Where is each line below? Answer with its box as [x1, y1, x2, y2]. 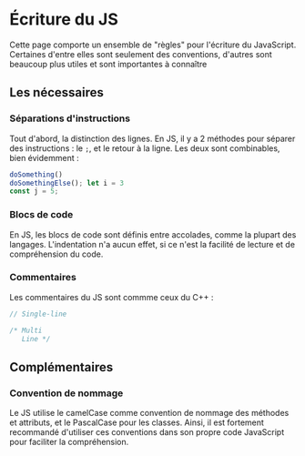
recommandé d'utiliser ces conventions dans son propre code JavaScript [9, 427, 285, 438]
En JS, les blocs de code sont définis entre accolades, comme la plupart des [9, 228, 297, 240]
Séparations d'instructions [9, 112, 130, 125]
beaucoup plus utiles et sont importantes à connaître [9, 58, 208, 69]
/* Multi [9, 326, 43, 335]
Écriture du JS [9, 9, 118, 30]
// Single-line [9, 309, 67, 319]
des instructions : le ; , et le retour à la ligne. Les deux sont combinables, [9, 142, 280, 154]
